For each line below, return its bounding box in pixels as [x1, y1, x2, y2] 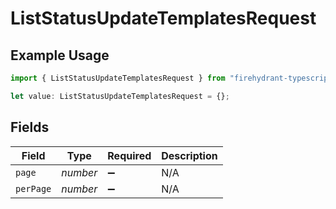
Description [161, 148, 218, 162]
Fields [10, 119, 50, 136]
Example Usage [10, 47, 110, 64]
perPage [15, 183, 52, 194]
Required [107, 148, 152, 162]
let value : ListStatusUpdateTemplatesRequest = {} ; [10, 91, 230, 101]
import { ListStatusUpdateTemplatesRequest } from [10, 73, 226, 83]
